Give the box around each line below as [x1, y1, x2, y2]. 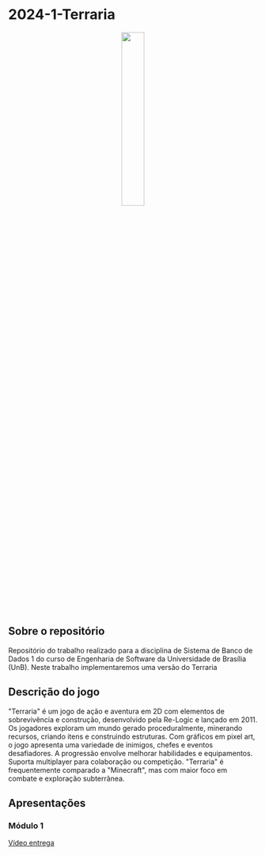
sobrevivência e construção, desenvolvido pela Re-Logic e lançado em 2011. [8, 714, 258, 724]
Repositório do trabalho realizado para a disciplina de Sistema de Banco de [8, 645, 253, 655]
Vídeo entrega [8, 838, 55, 848]
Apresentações [8, 796, 86, 810]
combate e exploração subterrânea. [8, 774, 125, 783]
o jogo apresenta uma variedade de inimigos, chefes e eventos [8, 740, 214, 749]
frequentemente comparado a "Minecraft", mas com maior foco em [8, 765, 228, 774]
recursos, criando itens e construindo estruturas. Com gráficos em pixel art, [8, 732, 256, 741]
